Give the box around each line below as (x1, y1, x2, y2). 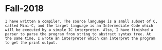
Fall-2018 (5, 3, 44, 14)
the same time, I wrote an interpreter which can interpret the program (5, 36, 156, 41)
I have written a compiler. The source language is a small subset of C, (5, 19, 158, 24)
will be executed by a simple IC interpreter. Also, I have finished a (5, 27, 153, 32)
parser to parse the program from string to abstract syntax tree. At (5, 32, 151, 36)
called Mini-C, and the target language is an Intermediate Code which (5, 23, 153, 28)
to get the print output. (5, 40, 57, 45)
